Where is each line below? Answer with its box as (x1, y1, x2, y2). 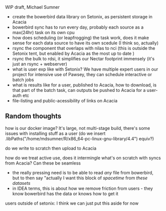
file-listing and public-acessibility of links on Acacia (12, 98, 118, 103)
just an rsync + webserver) (12, 61, 68, 67)
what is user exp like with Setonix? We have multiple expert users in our (12, 66, 159, 72)
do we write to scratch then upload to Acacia (5, 145, 97, 151)
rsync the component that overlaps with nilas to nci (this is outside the (12, 45, 156, 51)
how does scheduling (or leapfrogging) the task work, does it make (12, 35, 149, 41)
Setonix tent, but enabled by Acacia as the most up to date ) (12, 50, 135, 56)
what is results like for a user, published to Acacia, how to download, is (12, 82, 157, 88)
